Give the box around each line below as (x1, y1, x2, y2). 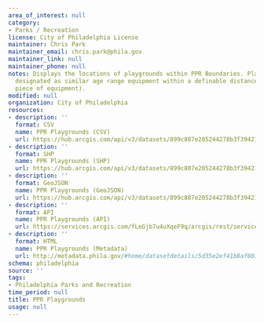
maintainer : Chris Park (8, 41, 86, 49)
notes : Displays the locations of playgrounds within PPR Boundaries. (8, 70, 244, 78)
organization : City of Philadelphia (8, 99, 128, 107)
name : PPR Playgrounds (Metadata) (15, 245, 128, 252)
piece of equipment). (15, 84, 86, 93)
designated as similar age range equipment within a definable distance (15, 77, 258, 85)
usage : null (8, 303, 47, 310)
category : (8, 19, 41, 27)
